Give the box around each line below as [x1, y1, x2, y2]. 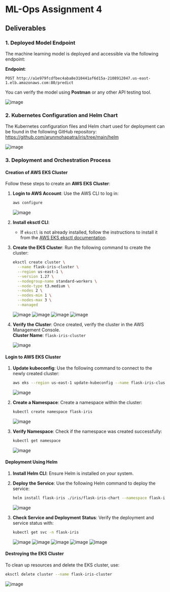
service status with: [12, 520, 54, 526]
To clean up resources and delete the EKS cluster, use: [5, 561, 120, 568]
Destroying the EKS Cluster [5, 551, 64, 557]
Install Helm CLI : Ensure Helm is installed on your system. [12, 470, 134, 476]
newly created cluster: [12, 371, 59, 377]
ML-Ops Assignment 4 [5, 4, 103, 15]
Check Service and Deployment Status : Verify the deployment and [12, 514, 154, 520]
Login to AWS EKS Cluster [5, 354, 61, 360]
